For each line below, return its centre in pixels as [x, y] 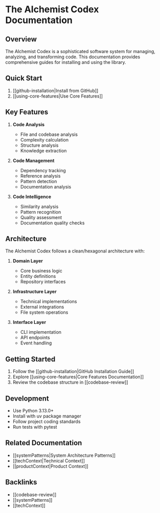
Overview [21, 39]
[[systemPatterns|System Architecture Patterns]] [64, 455]
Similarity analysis [39, 206]
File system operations [44, 312]
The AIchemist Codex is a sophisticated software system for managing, [81, 51]
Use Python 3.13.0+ [33, 411]
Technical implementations [49, 301]
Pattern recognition [41, 212]
